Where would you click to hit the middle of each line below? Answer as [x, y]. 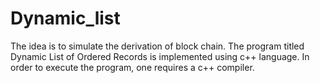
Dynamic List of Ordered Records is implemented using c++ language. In [160, 56]
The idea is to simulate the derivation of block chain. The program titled [157, 46]
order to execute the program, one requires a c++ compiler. [132, 67]
